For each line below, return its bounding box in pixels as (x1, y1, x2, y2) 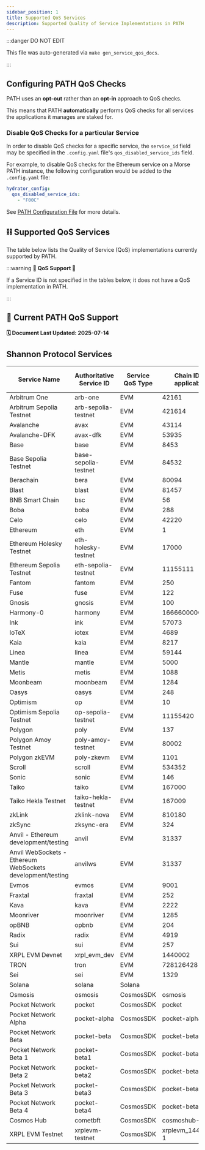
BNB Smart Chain (9, 496, 59, 504)
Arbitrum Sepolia (9, 403, 58, 411)
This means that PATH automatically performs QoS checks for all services (6, 107, 194, 114)
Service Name (18, 375, 60, 384)
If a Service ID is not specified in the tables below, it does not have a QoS (6, 276, 190, 284)
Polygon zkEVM (9, 753, 55, 762)
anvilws (74, 859, 96, 868)
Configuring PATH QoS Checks (6, 78, 126, 89)
